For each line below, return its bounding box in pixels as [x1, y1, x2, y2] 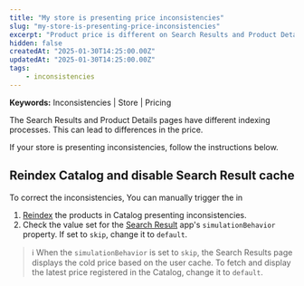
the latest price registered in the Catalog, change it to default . [31, 266, 264, 277]
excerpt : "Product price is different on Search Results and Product [9, 30, 278, 39]
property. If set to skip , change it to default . [22, 228, 188, 240]
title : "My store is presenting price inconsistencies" [9, 13, 224, 23]
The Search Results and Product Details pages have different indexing [9, 114, 271, 125]
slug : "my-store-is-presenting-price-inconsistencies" [9, 22, 221, 31]
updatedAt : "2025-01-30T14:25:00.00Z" [9, 55, 156, 64]
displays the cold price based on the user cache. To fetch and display [31, 257, 291, 268]
